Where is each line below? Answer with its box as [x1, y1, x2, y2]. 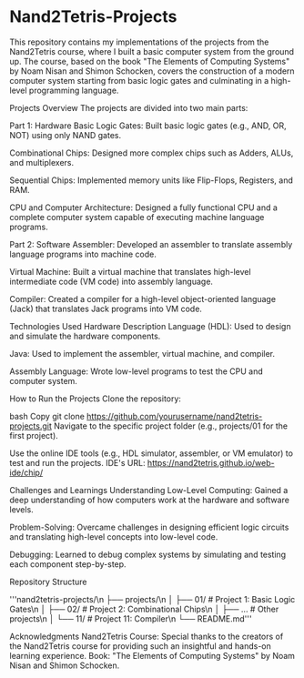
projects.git [9, 420, 52, 431]
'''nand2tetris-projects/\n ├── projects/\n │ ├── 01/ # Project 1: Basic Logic [9, 593, 296, 604]
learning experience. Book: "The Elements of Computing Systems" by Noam [9, 650, 296, 661]
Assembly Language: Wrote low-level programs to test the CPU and [9, 366, 264, 377]
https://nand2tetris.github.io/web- [147, 457, 275, 468]
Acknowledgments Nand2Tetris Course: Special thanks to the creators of [9, 631, 284, 642]
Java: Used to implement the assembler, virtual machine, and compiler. [9, 348, 276, 359]
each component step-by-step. [9, 558, 127, 570]
